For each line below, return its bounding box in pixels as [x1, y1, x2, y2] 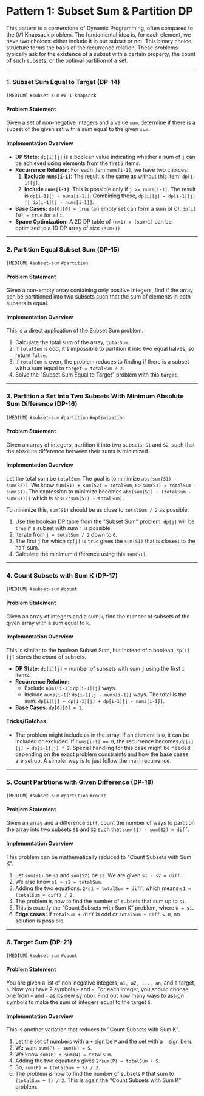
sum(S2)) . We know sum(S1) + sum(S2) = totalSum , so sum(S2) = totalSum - [6, 481, 197, 489]
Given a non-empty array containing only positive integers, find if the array [6, 286, 193, 294]
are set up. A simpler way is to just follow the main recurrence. [15, 757, 172, 764]
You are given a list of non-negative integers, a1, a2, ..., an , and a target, [6, 979, 196, 986]
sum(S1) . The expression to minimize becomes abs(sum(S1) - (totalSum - [6, 488, 191, 495]
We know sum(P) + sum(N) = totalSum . [15, 1051, 112, 1058]
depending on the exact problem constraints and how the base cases [15, 751, 189, 758]
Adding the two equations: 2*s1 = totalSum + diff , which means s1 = [15, 885, 191, 892]
